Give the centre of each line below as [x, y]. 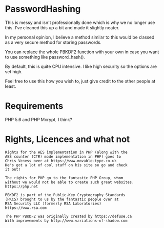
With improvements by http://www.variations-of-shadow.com [66, 221]
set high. [14, 71]
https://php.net [21, 187]
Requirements [34, 106]
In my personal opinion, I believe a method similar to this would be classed [80, 37]
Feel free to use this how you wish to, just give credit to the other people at [80, 81]
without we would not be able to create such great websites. [70, 182]
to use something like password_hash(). [45, 57]
